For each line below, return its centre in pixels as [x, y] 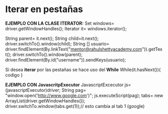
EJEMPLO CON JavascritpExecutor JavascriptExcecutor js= [68, 85]
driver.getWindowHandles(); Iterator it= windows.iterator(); [66, 28]
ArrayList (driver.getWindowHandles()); [45, 101]
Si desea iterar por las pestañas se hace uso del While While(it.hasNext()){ [83, 70]
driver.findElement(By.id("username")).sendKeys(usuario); [66, 60]
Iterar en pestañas [44, 9]
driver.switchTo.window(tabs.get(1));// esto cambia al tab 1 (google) [75, 106]
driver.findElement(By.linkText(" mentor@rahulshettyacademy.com [74, 49]
